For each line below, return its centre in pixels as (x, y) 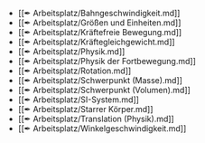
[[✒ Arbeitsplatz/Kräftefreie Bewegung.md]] (100, 32)
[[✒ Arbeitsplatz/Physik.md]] (71, 52)
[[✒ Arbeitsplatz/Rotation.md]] (75, 71)
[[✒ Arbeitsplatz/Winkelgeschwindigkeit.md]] (102, 129)
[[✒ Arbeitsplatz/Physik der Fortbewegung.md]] (107, 61)
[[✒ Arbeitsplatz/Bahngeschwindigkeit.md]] (99, 13)
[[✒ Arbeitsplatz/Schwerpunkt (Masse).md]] (100, 80)
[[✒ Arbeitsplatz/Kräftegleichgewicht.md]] (96, 42)
